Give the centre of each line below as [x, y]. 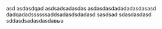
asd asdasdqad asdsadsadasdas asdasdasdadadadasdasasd [81, 8]
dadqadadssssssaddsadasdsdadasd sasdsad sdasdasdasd [79, 14]
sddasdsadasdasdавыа [35, 21]
